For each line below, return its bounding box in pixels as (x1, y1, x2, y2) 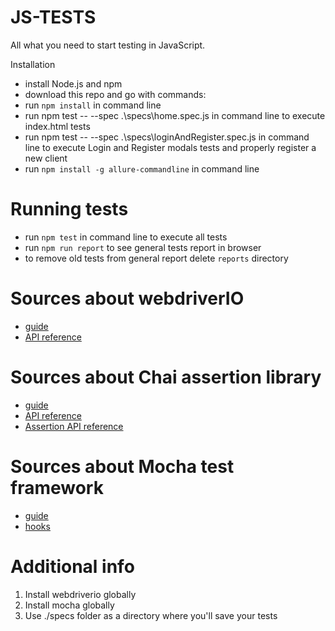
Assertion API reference (24, 420, 124, 432)
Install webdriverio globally (24, 588, 137, 600)
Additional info (10, 555, 135, 578)
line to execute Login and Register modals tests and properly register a (24, 141, 317, 153)
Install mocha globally (24, 599, 115, 611)
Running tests (10, 198, 129, 221)
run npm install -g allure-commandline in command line (24, 162, 260, 175)
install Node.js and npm (24, 77, 123, 90)
